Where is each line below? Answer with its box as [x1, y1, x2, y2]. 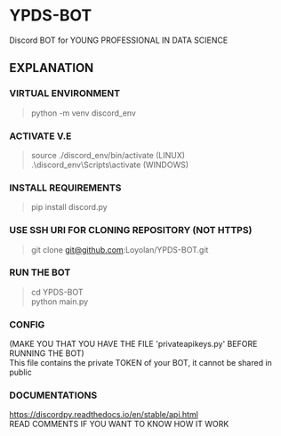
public [9, 367, 33, 378]
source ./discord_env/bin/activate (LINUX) [30, 149, 185, 160]
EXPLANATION [9, 61, 94, 76]
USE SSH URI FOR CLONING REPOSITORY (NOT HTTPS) [9, 224, 253, 237]
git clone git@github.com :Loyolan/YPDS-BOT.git [30, 244, 209, 254]
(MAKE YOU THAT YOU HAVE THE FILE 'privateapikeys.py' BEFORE [9, 339, 258, 350]
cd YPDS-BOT [30, 287, 84, 297]
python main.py [30, 295, 89, 307]
